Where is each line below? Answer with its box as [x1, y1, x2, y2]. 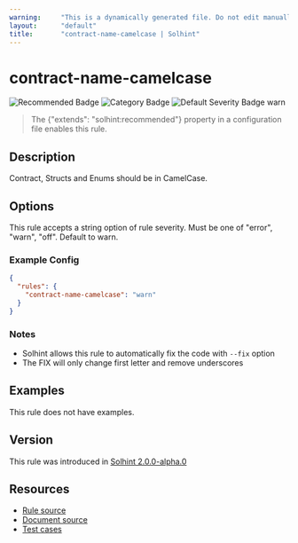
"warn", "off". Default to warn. [9, 232, 119, 242]
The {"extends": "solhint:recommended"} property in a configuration [30, 114, 282, 125]
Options [9, 199, 55, 214]
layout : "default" [9, 21, 98, 30]
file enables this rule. [30, 123, 108, 134]
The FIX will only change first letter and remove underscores [21, 357, 244, 368]
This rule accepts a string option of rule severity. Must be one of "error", [9, 222, 273, 232]
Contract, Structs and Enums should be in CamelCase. [9, 173, 208, 184]
